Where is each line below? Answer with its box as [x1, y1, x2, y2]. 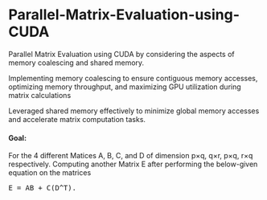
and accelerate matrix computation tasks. [8, 114, 146, 124]
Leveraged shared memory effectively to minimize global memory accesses [8, 106, 260, 116]
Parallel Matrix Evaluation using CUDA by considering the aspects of [8, 49, 235, 59]
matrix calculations [8, 90, 72, 100]
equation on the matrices [8, 168, 92, 178]
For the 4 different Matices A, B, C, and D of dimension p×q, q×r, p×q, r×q [8, 151, 253, 161]
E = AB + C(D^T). [8, 183, 76, 193]
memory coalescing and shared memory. [8, 58, 145, 67]
